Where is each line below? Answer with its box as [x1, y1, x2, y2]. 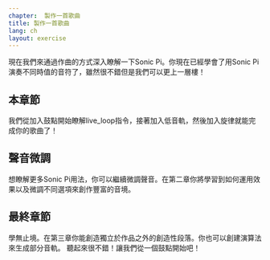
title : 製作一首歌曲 [8, 19, 70, 27]
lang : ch [8, 26, 38, 35]
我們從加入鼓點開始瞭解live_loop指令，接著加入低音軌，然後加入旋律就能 [8, 116, 249, 125]
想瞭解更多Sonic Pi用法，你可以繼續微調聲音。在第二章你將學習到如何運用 [8, 174, 254, 184]
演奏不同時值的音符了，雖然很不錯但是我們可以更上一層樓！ [8, 67, 206, 77]
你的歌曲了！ [14, 126, 58, 136]
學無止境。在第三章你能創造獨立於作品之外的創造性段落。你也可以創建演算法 [8, 233, 262, 242]
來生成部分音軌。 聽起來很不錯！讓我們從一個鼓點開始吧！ [8, 242, 201, 253]
